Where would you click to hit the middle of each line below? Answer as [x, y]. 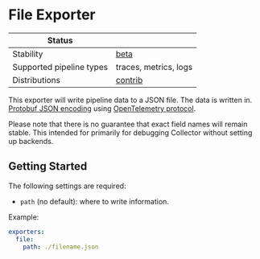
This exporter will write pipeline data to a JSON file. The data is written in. [130, 100]
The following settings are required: [67, 186]
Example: [24, 217]
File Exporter [52, 15]
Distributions [37, 80]
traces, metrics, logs [154, 67]
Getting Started [48, 166]
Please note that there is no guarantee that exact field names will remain [128, 124]
